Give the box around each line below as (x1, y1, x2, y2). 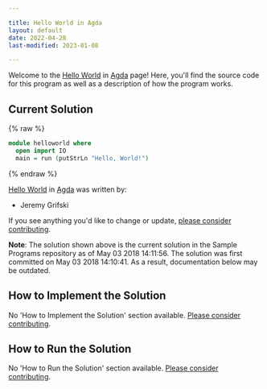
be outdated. (8, 265, 51, 275)
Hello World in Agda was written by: (8, 184, 127, 194)
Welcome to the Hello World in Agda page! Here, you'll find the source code (8, 70, 260, 81)
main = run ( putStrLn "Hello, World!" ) (15, 154, 150, 162)
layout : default (8, 26, 63, 35)
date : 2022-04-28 (8, 34, 67, 42)
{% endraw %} (8, 168, 58, 178)
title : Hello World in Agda (8, 19, 103, 27)
